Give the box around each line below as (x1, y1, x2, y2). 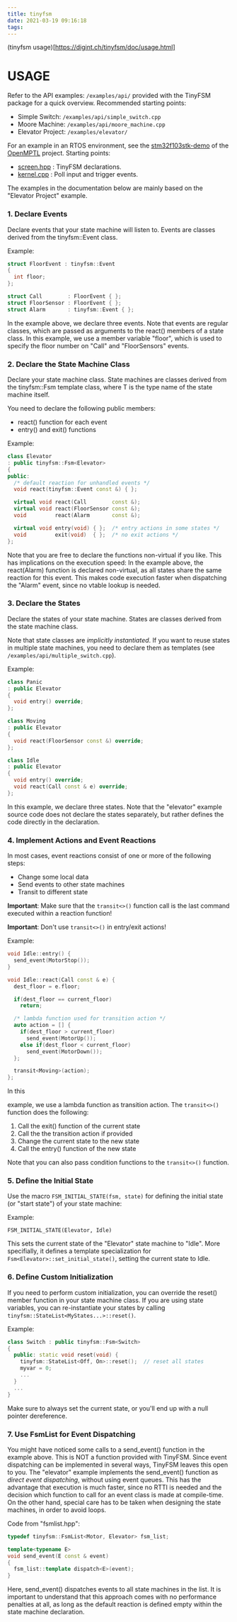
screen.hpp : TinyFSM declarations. (17, 162, 122, 171)
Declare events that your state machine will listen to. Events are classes (7, 225, 216, 234)
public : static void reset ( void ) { (13, 1352, 119, 1359)
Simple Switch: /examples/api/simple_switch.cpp (17, 113, 161, 121)
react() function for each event (17, 418, 108, 426)
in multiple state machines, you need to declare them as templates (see (7, 643, 215, 652)
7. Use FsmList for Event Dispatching (7, 1429, 136, 1439)
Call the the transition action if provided (17, 1129, 133, 1138)
